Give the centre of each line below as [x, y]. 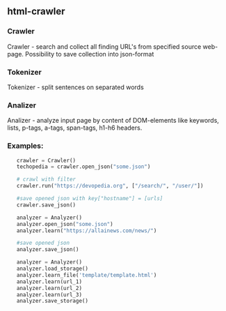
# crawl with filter [46, 180]
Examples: [25, 146]
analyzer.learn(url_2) [49, 288]
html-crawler [36, 12]
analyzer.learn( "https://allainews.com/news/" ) [87, 230]
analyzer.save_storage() [53, 301]
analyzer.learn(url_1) [49, 282]
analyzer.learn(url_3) [49, 295]
